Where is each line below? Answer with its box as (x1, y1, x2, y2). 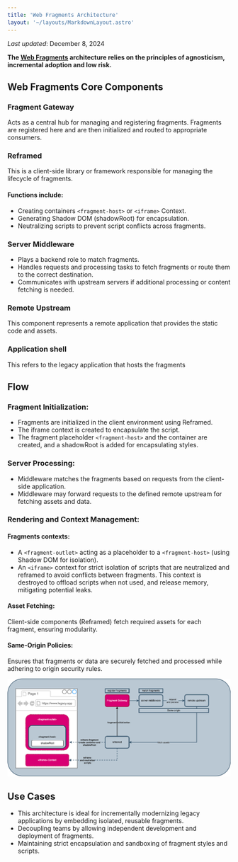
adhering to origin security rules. (7, 665, 103, 673)
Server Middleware (7, 239, 74, 249)
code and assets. (7, 326, 58, 335)
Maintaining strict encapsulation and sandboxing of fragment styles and (17, 839, 228, 848)
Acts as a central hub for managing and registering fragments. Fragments (7, 118, 222, 127)
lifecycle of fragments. (7, 174, 73, 183)
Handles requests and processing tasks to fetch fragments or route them (17, 263, 230, 271)
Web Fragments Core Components (7, 81, 164, 93)
